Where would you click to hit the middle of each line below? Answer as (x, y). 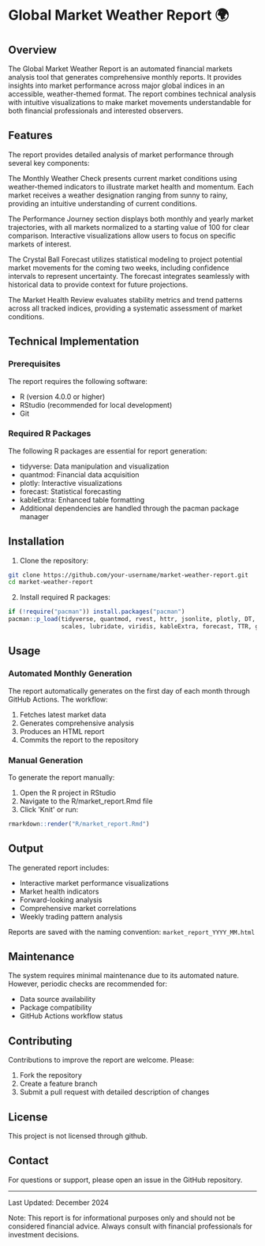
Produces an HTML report (62, 731)
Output (26, 849)
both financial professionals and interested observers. (96, 111)
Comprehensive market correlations (78, 908)
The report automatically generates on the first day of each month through (129, 691)
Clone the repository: (54, 560)
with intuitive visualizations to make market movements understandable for (130, 102)
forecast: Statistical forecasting (70, 491)
